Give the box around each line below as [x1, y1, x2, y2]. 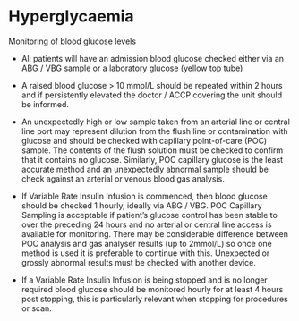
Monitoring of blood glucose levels [8, 36, 136, 46]
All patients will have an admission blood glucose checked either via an [21, 53, 284, 63]
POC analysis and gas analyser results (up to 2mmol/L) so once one [21, 238, 272, 249]
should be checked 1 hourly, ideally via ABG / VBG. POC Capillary [21, 199, 263, 211]
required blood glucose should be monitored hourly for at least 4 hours [21, 283, 284, 294]
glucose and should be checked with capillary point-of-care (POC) [21, 135, 268, 146]
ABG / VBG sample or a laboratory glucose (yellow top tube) [21, 63, 243, 73]
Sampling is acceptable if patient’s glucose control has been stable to [21, 209, 278, 220]
